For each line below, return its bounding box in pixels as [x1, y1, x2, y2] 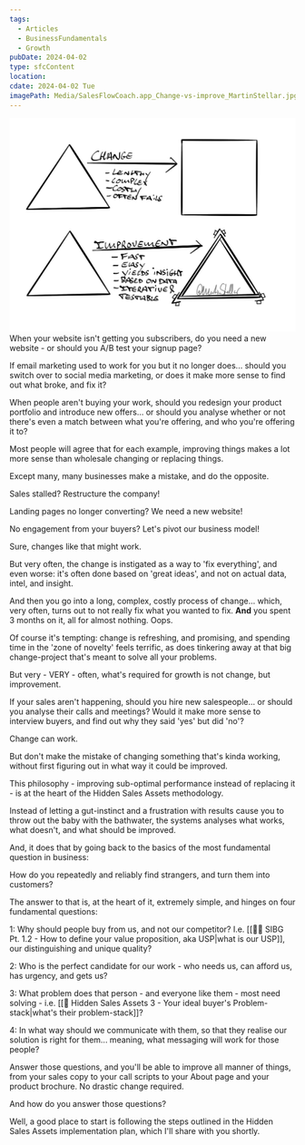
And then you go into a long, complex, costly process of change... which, [9, 595, 283, 607]
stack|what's [9, 1007, 57, 1018]
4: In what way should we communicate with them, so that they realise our [9, 1025, 288, 1036]
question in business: [9, 852, 89, 863]
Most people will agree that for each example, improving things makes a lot [9, 444, 290, 455]
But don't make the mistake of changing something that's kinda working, [9, 751, 281, 762]
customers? [9, 879, 54, 890]
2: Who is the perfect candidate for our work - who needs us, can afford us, [9, 961, 293, 972]
